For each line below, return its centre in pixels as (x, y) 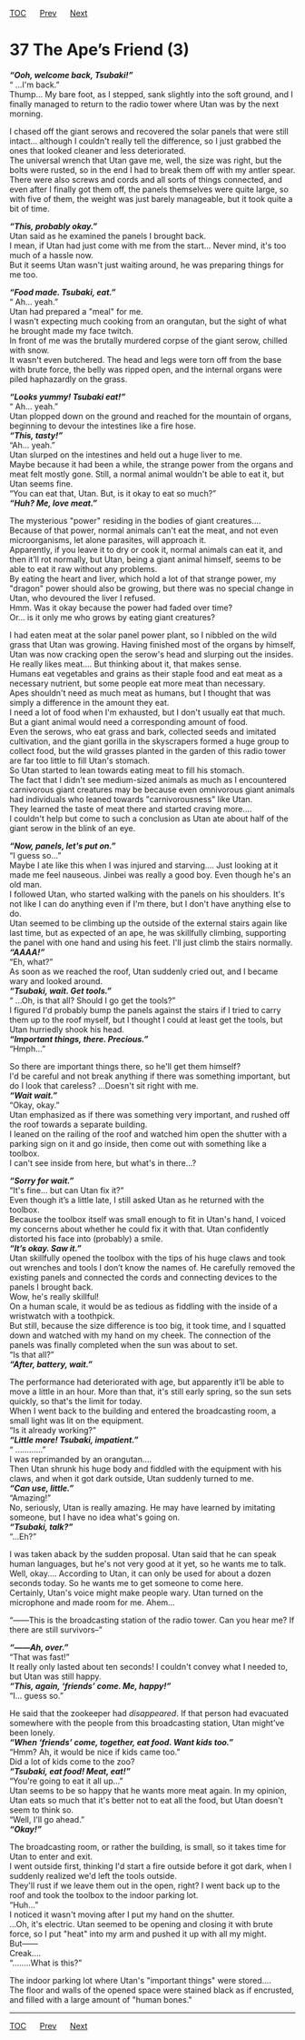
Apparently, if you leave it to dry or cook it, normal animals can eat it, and (146, 549)
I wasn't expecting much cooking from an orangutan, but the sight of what (148, 321)
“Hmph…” (28, 1049)
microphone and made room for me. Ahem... (92, 1602)
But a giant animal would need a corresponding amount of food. (128, 721)
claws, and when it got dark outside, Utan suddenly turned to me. (132, 1478)
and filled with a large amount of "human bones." (101, 1999)
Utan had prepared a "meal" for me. (76, 311)
